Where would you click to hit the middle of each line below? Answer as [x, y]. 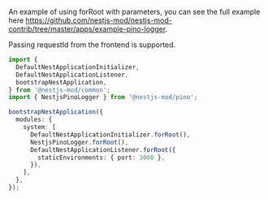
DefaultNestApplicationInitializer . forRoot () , [110, 134]
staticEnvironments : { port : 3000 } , [101, 158]
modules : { [34, 120]
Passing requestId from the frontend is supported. [92, 45]
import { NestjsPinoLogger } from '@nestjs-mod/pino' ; [103, 97]
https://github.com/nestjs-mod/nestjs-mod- [99, 20]
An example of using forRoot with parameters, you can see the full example [134, 12]
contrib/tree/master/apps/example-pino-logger [87, 29]
